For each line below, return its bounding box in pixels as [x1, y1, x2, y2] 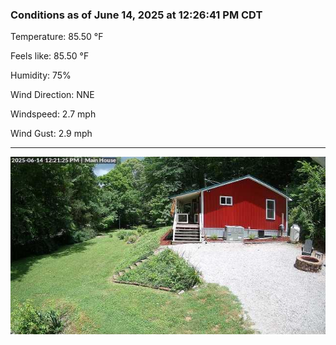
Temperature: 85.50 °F [10, 31, 104, 43]
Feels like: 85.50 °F [10, 50, 90, 62]
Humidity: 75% [10, 69, 72, 82]
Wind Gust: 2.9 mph [10, 128, 93, 140]
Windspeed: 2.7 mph [10, 108, 97, 120]
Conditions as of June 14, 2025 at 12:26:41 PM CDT [10, 8, 263, 22]
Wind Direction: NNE [10, 89, 95, 101]
